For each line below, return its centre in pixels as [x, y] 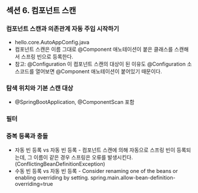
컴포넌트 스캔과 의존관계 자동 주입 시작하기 [63, 29]
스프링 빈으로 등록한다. [47, 56]
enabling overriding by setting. [52, 178]
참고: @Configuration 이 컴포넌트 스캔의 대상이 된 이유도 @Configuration [100, 64]
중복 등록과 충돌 [27, 136]
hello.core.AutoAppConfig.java [52, 42]
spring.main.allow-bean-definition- [133, 178]
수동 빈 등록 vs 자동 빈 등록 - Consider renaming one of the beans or [96, 171]
